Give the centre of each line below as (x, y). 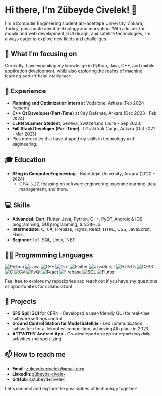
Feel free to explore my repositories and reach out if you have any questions (81, 281)
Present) (21, 108)
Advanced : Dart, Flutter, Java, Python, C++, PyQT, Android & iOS (77, 219)
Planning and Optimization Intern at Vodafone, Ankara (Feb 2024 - (79, 103)
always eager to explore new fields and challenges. (56, 39)
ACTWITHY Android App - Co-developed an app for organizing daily (81, 334)
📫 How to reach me (35, 355)
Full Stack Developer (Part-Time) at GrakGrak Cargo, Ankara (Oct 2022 (84, 128)
